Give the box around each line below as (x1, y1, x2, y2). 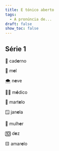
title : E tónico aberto (5, 7, 55, 13)
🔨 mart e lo (5, 99, 25, 105)
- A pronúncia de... (9, 17, 52, 22)
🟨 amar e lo (5, 140, 28, 146)
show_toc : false (5, 26, 39, 31)
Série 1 (5, 45, 26, 53)
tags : (5, 12, 16, 17)
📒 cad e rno (5, 58, 27, 64)
